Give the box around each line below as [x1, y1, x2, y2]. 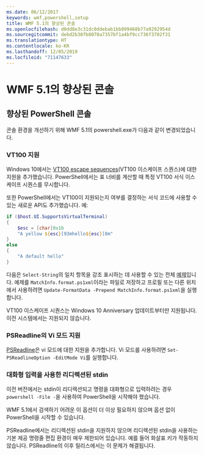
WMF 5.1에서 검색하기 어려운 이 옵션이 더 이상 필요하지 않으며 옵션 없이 [6, 406, 176, 413]
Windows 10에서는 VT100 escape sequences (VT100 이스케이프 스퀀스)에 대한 [6, 166, 197, 173]
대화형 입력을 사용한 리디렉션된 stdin [6, 371, 109, 379]
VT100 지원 [6, 150, 40, 159]
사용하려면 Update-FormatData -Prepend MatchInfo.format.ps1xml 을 [17, 286, 186, 293]
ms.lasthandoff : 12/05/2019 [6, 49, 78, 55]
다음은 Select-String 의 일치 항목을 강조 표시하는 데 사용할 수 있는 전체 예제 [6, 271, 187, 278]
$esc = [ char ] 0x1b [17, 225, 64, 231]
